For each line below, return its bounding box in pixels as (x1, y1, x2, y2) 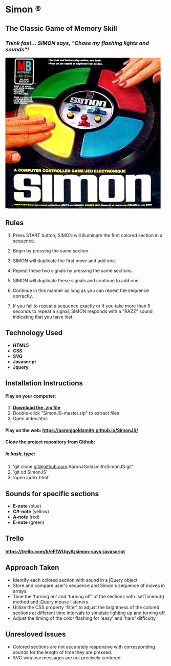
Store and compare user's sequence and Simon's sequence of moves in (12, 582, 165, 589)
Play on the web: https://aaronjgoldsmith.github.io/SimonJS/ (5, 427, 138, 433)
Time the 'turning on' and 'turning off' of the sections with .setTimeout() (12, 593, 165, 599)
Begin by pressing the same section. (12, 247, 90, 253)
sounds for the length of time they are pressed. (12, 649, 113, 655)
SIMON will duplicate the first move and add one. (12, 258, 116, 264)
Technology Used (5, 328, 63, 337)
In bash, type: (5, 450, 36, 457)
